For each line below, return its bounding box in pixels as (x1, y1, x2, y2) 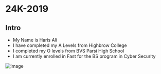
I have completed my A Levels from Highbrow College (12, 42, 127, 48)
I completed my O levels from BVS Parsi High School (12, 48, 124, 54)
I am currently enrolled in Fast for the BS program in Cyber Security (12, 53, 156, 59)
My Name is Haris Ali (12, 37, 58, 43)
